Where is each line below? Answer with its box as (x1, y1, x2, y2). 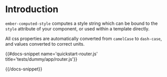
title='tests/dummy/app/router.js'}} (5, 56, 77, 62)
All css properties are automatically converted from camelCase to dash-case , (5, 35, 162, 42)
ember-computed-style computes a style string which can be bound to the (5, 20, 158, 26)
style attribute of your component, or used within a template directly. (5, 25, 150, 31)
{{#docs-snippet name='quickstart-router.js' (5, 51, 98, 57)
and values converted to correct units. (5, 41, 85, 47)
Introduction (5, 4, 59, 15)
